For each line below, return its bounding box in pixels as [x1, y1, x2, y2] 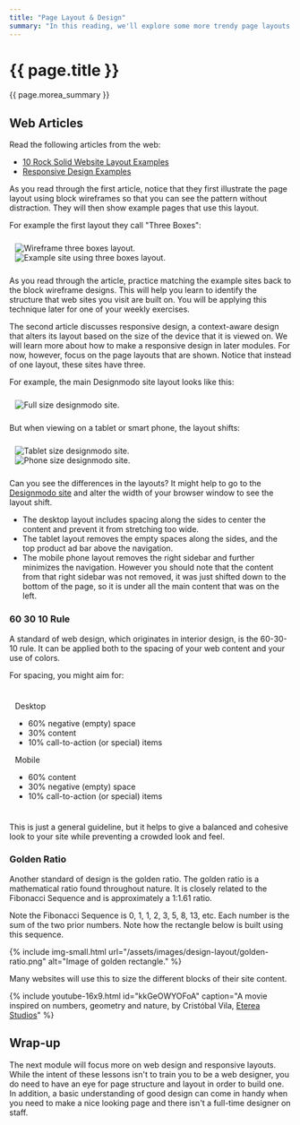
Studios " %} [9, 1009, 55, 1020]
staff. [9, 1107, 29, 1118]
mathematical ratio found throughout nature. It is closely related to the [9, 883, 268, 894]
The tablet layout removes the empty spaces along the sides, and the [21, 534, 278, 545]
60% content [28, 771, 77, 782]
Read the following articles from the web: [9, 140, 161, 150]
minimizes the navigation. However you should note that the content [21, 562, 274, 573]
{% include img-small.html [9, 946, 107, 957]
